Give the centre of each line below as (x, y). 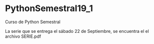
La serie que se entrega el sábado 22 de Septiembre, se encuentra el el (77, 31)
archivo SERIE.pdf (23, 36)
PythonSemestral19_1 (49, 8)
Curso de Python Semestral (33, 22)
